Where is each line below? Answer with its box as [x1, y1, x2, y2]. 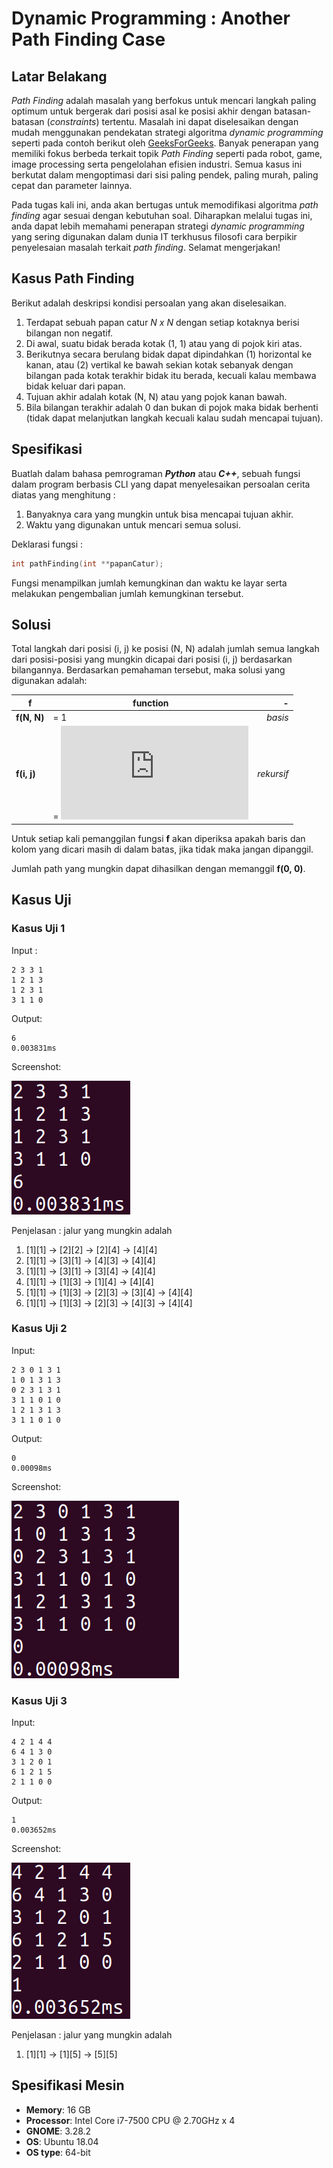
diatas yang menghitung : [11, 488, 116, 501]
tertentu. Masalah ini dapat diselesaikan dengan [101, 116, 299, 127]
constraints [49, 116, 97, 127]
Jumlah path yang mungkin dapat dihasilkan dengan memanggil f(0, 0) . [11, 862, 306, 874]
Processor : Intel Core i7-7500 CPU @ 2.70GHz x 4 [25, 2114, 236, 2126]
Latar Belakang [11, 68, 108, 85]
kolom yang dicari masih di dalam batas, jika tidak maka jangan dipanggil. [11, 843, 314, 855]
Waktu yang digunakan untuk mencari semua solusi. [25, 518, 242, 531]
